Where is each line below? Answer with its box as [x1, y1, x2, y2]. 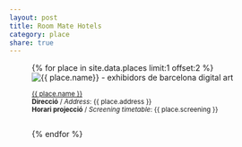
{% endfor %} [31, 129, 83, 140]
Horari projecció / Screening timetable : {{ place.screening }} [31, 105, 219, 115]
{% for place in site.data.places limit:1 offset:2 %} [31, 63, 214, 73]
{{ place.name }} [31, 90, 83, 99]
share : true [9, 38, 54, 48]
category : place [9, 30, 70, 39]
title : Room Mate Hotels [9, 22, 102, 30]
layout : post [9, 13, 58, 22]
